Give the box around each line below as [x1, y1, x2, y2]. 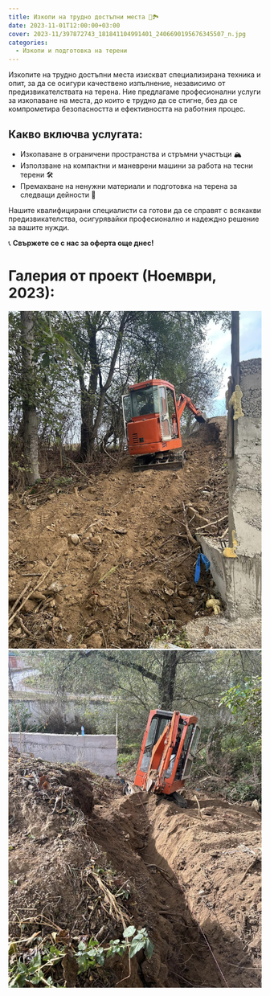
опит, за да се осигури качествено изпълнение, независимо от [8, 79, 226, 88]
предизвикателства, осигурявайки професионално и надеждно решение [8, 214, 260, 223]
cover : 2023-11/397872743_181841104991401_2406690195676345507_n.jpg [8, 30, 247, 38]
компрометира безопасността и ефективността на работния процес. [8, 105, 246, 114]
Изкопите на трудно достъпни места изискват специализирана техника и [8, 70, 261, 80]
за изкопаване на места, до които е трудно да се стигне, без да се [8, 96, 238, 105]
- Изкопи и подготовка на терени [15, 47, 128, 55]
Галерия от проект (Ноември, [8, 267, 217, 285]
